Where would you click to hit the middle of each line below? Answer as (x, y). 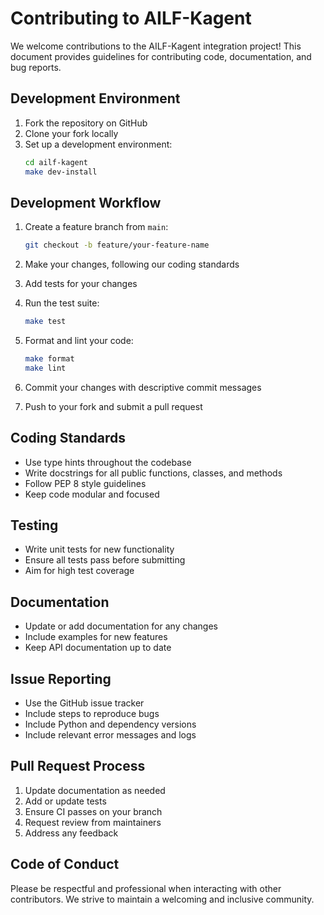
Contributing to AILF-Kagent (131, 18)
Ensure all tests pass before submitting (105, 560)
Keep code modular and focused (92, 494)
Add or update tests (65, 801)
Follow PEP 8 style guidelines (85, 483)
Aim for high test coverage (79, 571)
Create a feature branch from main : (96, 227)
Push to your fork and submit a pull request (113, 406)
